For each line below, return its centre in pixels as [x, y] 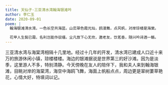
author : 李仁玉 [20, 14]
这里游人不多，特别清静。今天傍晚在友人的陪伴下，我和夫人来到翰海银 [86, 65]
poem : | [13, 24]
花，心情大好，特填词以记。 [34, 77]
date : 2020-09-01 [23, 19]
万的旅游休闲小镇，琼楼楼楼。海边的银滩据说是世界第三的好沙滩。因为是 [79, 58]
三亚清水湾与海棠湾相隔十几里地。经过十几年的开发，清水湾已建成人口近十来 [84, 52]
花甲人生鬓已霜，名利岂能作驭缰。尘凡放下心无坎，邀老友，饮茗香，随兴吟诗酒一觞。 [84, 37]
